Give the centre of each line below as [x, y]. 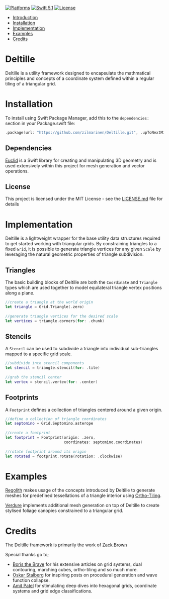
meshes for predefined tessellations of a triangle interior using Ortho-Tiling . [83, 495]
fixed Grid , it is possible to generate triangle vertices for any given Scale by [83, 249]
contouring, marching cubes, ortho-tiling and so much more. [75, 570]
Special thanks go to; [27, 555]
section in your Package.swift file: [40, 123]
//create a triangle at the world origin [49, 302]
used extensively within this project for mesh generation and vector [75, 165]
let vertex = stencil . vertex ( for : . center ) [52, 382]
